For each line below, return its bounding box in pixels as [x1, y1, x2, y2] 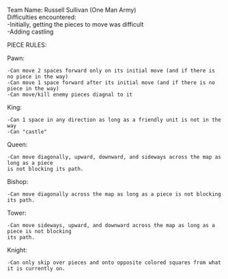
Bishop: [7, 178, 29, 185]
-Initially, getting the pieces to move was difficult [7, 21, 144, 28]
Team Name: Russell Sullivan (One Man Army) [7, 6, 137, 14]
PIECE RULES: [7, 41, 47, 49]
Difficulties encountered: [7, 13, 76, 21]
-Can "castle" [7, 129, 48, 135]
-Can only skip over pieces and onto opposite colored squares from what [7, 259, 222, 266]
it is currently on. [7, 265, 66, 272]
